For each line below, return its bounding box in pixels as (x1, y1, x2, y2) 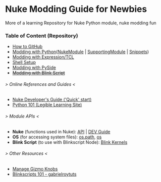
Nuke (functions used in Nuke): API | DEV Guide (12, 128, 110, 134)
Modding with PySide (12, 64, 56, 70)
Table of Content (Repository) (5, 32, 78, 39)
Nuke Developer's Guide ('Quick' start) (12, 97, 92, 103)
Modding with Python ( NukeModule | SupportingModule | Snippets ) (12, 49, 149, 55)
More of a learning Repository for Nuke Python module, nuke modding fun (5, 20, 157, 26)
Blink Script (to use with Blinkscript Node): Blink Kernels (12, 139, 128, 145)
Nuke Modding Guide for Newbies (5, 3, 147, 15)
